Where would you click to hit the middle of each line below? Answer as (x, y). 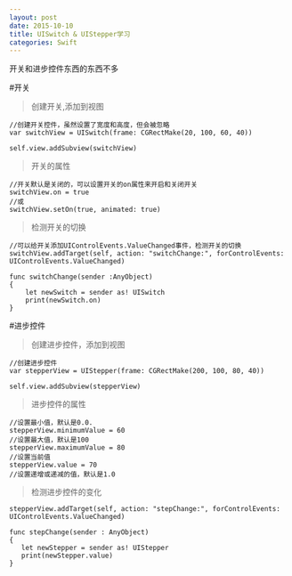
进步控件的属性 (58, 404)
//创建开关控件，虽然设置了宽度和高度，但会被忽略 (89, 126)
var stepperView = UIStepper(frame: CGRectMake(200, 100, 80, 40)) (137, 371)
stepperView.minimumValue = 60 (67, 431)
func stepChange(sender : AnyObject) (79, 532)
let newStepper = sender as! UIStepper (95, 548)
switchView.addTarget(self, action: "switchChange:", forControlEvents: (147, 254)
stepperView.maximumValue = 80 (67, 448)
